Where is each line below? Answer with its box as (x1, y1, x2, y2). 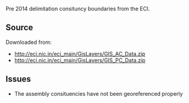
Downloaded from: (5, 39, 52, 46)
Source (5, 22, 34, 33)
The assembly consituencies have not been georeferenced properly (14, 90, 183, 97)
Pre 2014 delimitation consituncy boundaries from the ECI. (5, 5, 150, 12)
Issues (5, 74, 31, 84)
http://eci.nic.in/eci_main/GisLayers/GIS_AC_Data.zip (14, 50, 146, 57)
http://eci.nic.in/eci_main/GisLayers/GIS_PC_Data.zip (14, 57, 146, 64)
